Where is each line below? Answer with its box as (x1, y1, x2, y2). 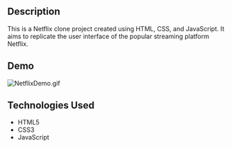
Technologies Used (7, 99, 94, 112)
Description (7, 6, 60, 18)
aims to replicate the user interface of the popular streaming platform (7, 32, 209, 40)
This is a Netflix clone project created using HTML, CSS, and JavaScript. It (7, 24, 225, 33)
